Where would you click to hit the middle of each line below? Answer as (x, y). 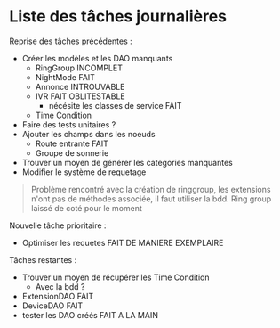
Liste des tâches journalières (118, 16)
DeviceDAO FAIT (52, 306)
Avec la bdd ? (60, 286)
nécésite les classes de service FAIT (115, 105)
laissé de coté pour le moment (86, 208)
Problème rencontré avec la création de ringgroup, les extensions (151, 189)
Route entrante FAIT (72, 143)
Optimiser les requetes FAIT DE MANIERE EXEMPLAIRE (123, 242)
